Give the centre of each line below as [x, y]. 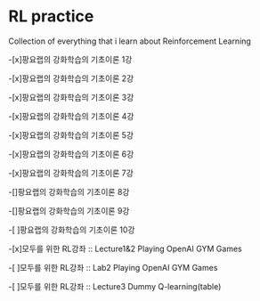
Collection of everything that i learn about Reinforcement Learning [130, 41]
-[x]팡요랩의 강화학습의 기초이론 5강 [71, 134]
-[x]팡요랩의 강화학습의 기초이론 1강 [70, 59]
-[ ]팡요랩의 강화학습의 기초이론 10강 [72, 230]
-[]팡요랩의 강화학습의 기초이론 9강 [69, 210]
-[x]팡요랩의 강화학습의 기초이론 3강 [71, 97]
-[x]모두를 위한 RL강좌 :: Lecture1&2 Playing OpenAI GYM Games [125, 248]
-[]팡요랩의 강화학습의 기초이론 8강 [69, 191]
